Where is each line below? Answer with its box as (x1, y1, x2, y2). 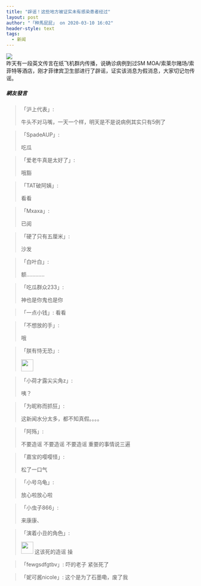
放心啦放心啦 (20, 491, 53, 498)
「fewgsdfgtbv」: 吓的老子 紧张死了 (20, 560, 109, 568)
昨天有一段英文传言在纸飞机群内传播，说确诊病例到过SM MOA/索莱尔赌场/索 (6, 60, 194, 66)
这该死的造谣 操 (34, 548, 73, 555)
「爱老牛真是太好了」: (20, 156, 75, 163)
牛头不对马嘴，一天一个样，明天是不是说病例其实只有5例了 (20, 118, 166, 126)
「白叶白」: (20, 258, 49, 265)
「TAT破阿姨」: (20, 182, 59, 189)
